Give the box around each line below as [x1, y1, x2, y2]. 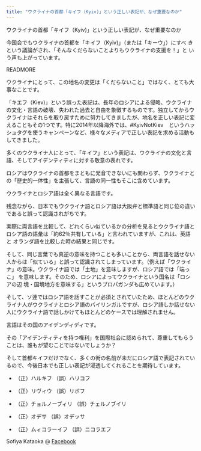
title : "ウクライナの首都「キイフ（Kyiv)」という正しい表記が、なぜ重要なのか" [6, 8, 182, 15]
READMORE [6, 66, 36, 73]
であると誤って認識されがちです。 [6, 210, 90, 217]
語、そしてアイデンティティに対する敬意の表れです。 [6, 156, 136, 164]
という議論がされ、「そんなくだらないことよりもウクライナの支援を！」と [6, 46, 188, 54]
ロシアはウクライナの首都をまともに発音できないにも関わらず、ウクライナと [6, 169, 195, 176]
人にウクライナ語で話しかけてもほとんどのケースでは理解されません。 [6, 308, 179, 316]
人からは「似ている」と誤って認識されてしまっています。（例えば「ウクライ [6, 258, 192, 265]
